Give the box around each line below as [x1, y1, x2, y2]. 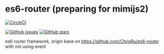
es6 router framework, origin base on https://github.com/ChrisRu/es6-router [5, 38, 159, 44]
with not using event [5, 43, 47, 49]
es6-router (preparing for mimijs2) [5, 3, 149, 15]
